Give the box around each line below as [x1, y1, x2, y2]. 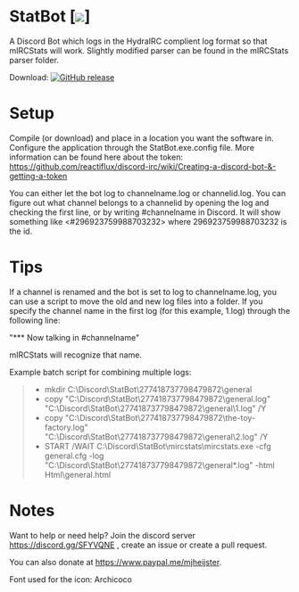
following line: [9, 315, 61, 325]
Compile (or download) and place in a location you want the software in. [9, 132, 274, 144]
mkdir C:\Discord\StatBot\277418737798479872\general [44, 383, 253, 394]
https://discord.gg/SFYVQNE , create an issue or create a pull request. [9, 539, 268, 550]
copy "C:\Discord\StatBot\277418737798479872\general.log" [44, 393, 270, 404]
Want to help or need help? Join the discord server [9, 530, 196, 540]
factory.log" [44, 422, 88, 432]
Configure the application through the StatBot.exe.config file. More [9, 142, 254, 152]
